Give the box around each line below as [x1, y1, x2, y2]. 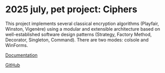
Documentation [5, 52, 38, 58]
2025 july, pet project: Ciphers [5, 4, 137, 15]
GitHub [5, 62, 20, 68]
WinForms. [5, 42, 28, 48]
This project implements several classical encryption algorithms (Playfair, [5, 20, 159, 27]
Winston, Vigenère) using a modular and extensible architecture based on [5, 26, 160, 32]
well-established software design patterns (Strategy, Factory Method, [5, 31, 152, 37]
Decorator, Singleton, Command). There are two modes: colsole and [5, 37, 149, 43]
